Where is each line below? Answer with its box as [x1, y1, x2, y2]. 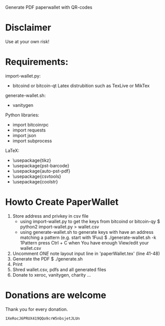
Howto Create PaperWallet [5, 197, 119, 208]
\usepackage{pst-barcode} [12, 162, 70, 168]
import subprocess [12, 138, 52, 144]
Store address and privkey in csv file [12, 213, 89, 219]
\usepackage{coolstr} [12, 178, 58, 184]
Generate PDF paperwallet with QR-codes [5, 5, 92, 10]
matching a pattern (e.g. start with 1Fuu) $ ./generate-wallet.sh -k [20, 234, 156, 240]
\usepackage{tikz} [12, 157, 51, 163]
